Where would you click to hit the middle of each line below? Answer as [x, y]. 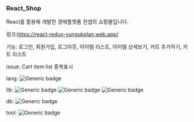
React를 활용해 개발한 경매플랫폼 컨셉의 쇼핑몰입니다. [67, 22]
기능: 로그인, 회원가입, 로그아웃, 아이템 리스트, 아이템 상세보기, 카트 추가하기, [94, 47]
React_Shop [24, 8]
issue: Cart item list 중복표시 [40, 67]
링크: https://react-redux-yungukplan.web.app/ [63, 34]
